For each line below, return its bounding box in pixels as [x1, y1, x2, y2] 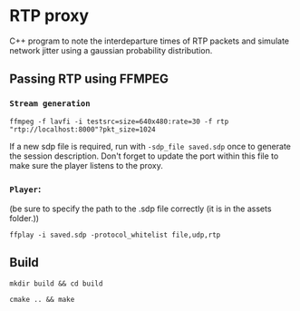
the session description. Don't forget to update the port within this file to [9, 151, 279, 161]
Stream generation [9, 99, 91, 109]
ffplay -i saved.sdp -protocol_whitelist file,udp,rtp [9, 230, 221, 239]
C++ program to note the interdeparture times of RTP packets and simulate [9, 35, 290, 46]
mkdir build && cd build [9, 278, 103, 288]
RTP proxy [9, 5, 89, 26]
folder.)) [9, 212, 39, 223]
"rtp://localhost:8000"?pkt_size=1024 [9, 124, 156, 134]
